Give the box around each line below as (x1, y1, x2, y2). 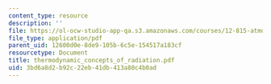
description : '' (8, 19, 63, 27)
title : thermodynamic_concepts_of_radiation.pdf (8, 57, 175, 65)
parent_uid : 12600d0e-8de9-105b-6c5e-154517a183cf (8, 42, 182, 50)
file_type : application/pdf (8, 34, 103, 42)
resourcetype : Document (8, 49, 89, 57)
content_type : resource (8, 11, 89, 20)
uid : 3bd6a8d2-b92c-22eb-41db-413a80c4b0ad (8, 64, 157, 72)
